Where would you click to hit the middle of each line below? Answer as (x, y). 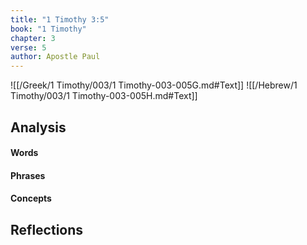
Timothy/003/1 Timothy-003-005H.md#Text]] (104, 96)
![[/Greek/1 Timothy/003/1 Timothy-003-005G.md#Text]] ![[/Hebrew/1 (154, 85)
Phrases (28, 175)
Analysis (38, 127)
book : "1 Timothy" (48, 29)
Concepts (31, 198)
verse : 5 (28, 47)
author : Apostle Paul (55, 57)
